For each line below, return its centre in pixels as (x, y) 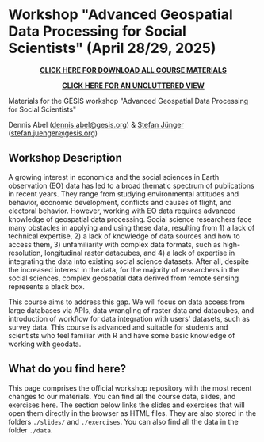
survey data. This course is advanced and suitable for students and (118, 327)
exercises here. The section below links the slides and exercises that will (126, 405)
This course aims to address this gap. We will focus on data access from (127, 302)
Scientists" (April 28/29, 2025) (112, 48)
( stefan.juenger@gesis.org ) (53, 133)
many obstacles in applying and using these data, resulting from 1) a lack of (132, 227)
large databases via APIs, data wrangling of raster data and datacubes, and (131, 310)
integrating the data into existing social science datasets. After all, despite (129, 261)
